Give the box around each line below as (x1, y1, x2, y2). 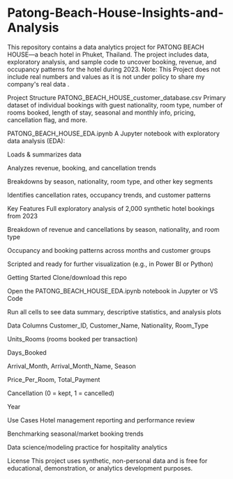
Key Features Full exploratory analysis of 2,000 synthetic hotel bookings (7, 204, 215, 212)
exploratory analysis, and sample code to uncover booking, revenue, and (7, 57, 217, 66)
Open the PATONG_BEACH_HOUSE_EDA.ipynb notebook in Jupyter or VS (7, 286, 218, 295)
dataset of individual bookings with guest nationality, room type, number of (7, 101, 223, 109)
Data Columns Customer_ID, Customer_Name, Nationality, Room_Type (7, 321, 209, 330)
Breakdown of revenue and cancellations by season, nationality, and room (7, 225, 220, 233)
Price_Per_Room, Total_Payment (7, 375, 100, 383)
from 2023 (7, 212, 38, 220)
